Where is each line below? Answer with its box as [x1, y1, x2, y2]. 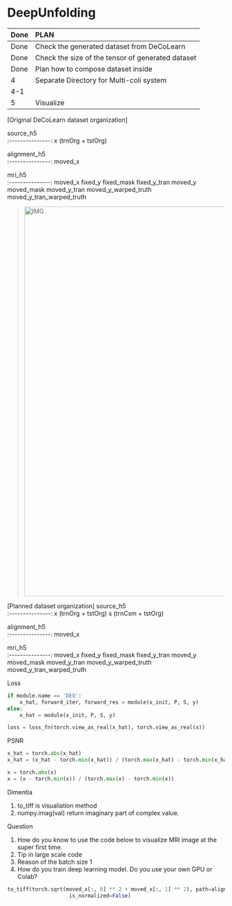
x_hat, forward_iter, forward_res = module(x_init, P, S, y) [19, 698, 199, 706]
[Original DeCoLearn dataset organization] [7, 116, 128, 124]
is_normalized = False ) [68, 892, 131, 899]
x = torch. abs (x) [7, 769, 57, 776]
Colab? [17, 872, 38, 880]
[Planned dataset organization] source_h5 [7, 601, 126, 610]
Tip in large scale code [17, 850, 83, 858]
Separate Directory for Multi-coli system [35, 75, 167, 85]
